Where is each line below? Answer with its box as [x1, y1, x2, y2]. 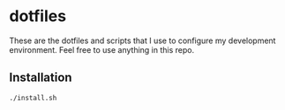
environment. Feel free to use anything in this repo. [9, 44, 195, 55]
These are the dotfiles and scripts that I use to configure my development [9, 35, 276, 46]
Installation [9, 70, 72, 85]
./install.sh [9, 93, 57, 102]
